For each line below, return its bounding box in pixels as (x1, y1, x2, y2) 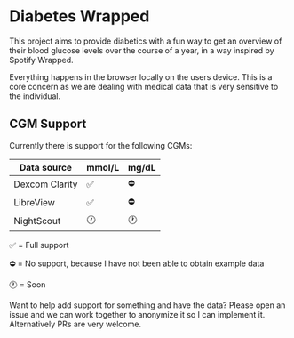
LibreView (13, 197, 56, 209)
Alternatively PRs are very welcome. (9, 318, 142, 329)
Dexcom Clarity (13, 178, 78, 190)
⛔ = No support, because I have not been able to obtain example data (9, 258, 265, 269)
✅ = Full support (9, 239, 69, 250)
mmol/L (86, 161, 120, 173)
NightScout (13, 215, 61, 228)
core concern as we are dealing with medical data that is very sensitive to (9, 81, 279, 92)
